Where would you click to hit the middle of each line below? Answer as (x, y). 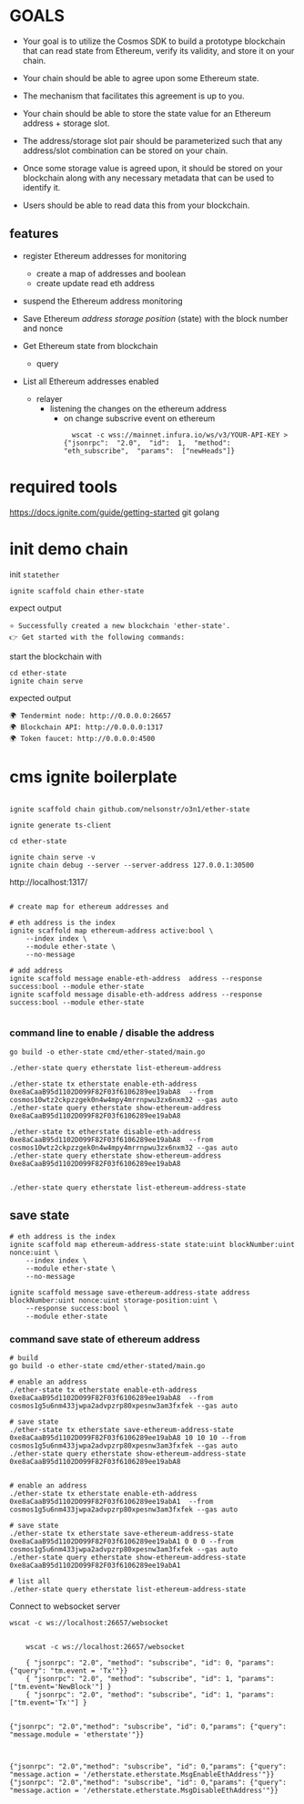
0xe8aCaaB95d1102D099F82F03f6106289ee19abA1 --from (111, 1501)
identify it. (41, 187)
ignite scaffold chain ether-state (77, 591)
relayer (49, 398)
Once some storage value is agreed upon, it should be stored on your (152, 168)
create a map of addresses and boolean (111, 273)
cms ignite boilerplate (93, 777)
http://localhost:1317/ (49, 881)
